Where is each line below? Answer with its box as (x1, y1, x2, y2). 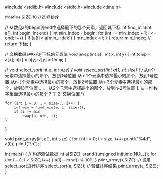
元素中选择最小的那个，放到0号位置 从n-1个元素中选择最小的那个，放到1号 (5, 73, 154, 78)
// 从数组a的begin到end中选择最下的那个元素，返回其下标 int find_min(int (5, 24, 152, 30)
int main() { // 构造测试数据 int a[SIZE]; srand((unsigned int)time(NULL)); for (5, 151, 157, 157)
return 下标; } (5, 41, 32, 47)
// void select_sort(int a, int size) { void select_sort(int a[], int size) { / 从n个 (5, 67, 155, 72)
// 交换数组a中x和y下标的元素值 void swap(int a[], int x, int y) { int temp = (5, 51, 151, 57)
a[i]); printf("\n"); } (5, 141, 42, 146)
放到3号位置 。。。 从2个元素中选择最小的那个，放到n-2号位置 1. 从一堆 (13, 85, 154, 90)
